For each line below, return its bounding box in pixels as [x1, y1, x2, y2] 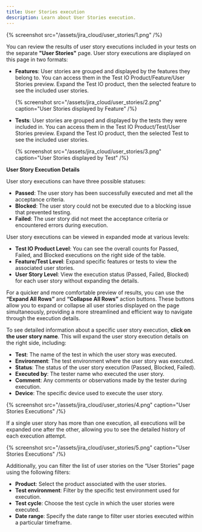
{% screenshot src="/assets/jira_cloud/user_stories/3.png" [14, 148, 162, 155]
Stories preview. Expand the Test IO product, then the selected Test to [14, 130, 189, 137]
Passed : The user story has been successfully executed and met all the [14, 189, 193, 197]
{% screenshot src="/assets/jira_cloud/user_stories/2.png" [14, 98, 162, 106]
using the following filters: [6, 468, 71, 476]
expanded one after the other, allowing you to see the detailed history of [6, 425, 186, 433]
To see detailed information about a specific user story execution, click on [6, 326, 191, 333]
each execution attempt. [6, 432, 67, 439]
